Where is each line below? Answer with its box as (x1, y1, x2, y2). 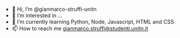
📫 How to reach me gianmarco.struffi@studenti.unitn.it (11, 25, 148, 32)
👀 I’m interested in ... (11, 12, 63, 19)
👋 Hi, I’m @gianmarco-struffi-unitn (11, 6, 97, 12)
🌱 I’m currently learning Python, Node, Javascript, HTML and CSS (11, 18, 175, 25)
